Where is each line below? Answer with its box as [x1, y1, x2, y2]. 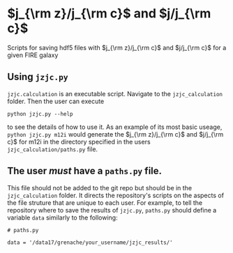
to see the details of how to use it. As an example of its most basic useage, [7, 123, 223, 131]
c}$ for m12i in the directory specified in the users [7, 137, 151, 146]
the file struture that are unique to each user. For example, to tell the [7, 198, 203, 207]
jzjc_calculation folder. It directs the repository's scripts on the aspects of [7, 191, 225, 199]
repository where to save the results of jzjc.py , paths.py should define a [7, 206, 217, 214]
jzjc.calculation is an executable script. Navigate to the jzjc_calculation [7, 89, 223, 98]
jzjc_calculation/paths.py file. [7, 145, 98, 153]
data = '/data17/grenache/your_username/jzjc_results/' [7, 239, 173, 246]
